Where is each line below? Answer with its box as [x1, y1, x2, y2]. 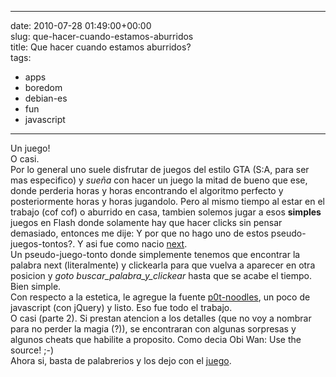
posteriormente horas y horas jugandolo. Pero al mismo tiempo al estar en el [10, 196, 325, 207]
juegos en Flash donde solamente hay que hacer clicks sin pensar [10, 217, 283, 228]
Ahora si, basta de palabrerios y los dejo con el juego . [10, 355, 232, 366]
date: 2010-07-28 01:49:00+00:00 [10, 20, 152, 31]
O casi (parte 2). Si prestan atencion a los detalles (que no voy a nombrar [10, 312, 312, 324]
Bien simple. [10, 281, 62, 292]
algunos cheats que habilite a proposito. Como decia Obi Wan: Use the [10, 334, 302, 345]
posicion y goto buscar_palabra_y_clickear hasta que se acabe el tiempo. [10, 270, 312, 281]
